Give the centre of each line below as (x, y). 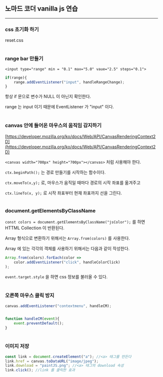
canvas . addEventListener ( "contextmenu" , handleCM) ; (58, 306)
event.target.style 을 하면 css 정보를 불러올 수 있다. (56, 277)
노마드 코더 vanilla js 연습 (41, 9)
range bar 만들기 (24, 59)
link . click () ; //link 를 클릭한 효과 (40, 370)
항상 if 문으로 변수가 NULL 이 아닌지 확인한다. (48, 97)
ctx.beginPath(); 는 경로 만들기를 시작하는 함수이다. (55, 172)
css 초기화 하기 (22, 29)
